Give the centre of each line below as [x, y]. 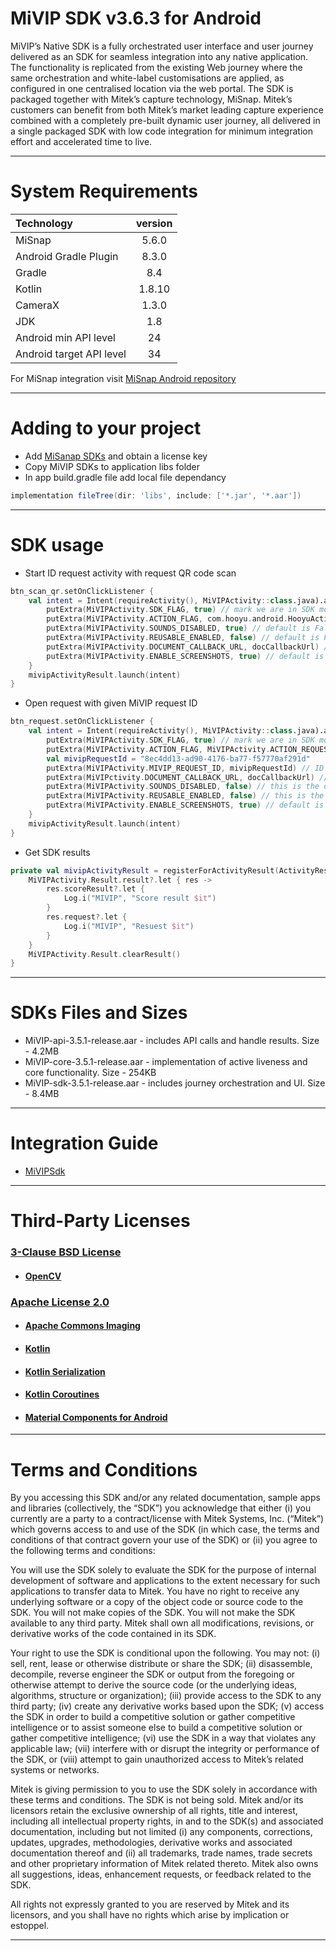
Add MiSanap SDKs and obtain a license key [116, 456]
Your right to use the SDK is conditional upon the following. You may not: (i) [165, 1653]
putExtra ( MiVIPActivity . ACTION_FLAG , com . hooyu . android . [167, 619]
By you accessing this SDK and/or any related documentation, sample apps [165, 1498]
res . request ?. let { [87, 917]
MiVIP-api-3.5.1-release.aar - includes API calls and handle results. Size [172, 1041]
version [154, 223]
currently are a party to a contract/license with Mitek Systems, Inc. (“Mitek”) [167, 1519]
